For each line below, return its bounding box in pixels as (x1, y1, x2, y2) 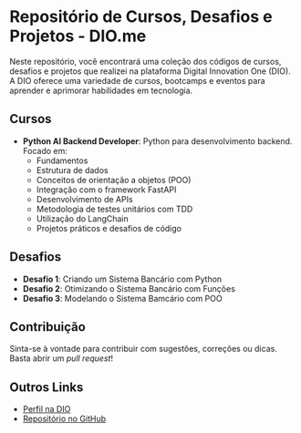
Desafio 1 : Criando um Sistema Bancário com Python (22, 273, 223, 284)
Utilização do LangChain (36, 212, 130, 224)
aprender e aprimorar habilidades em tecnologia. (9, 85, 193, 96)
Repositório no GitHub (22, 413, 107, 425)
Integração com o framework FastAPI (36, 184, 177, 195)
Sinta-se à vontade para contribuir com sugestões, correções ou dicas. (9, 344, 278, 355)
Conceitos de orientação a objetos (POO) (36, 174, 192, 185)
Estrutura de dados (36, 164, 109, 175)
